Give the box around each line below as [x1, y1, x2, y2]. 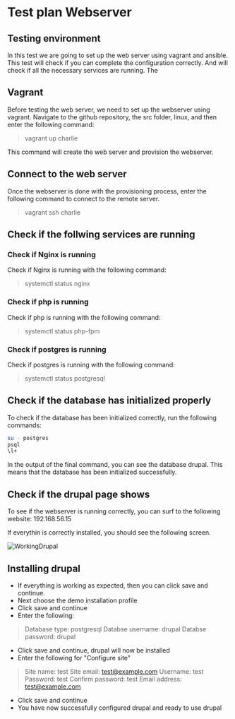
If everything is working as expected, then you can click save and [17, 581, 208, 590]
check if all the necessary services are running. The [7, 66, 159, 74]
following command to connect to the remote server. [7, 194, 160, 203]
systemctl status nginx [24, 280, 90, 288]
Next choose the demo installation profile [17, 596, 138, 605]
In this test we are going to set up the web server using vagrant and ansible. [7, 51, 228, 59]
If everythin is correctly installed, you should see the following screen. [7, 528, 212, 537]
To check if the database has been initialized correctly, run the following [7, 413, 217, 422]
